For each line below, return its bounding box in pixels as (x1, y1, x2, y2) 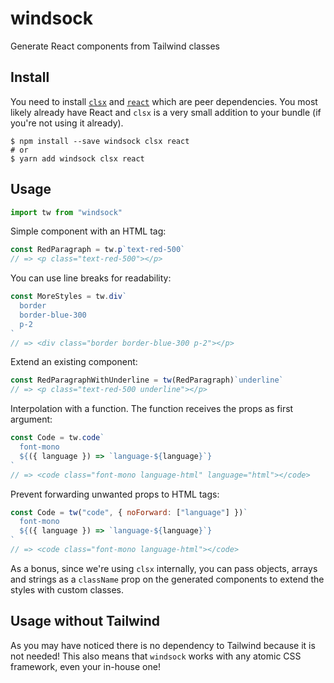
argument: (10, 413, 53, 426)
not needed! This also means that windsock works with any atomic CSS (10, 650, 302, 662)
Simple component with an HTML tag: (10, 225, 167, 237)
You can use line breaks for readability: (10, 272, 172, 284)
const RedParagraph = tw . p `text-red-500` (10, 245, 186, 255)
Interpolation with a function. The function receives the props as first (10, 403, 294, 415)
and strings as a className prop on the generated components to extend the (10, 573, 325, 585)
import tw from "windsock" (10, 207, 123, 217)
